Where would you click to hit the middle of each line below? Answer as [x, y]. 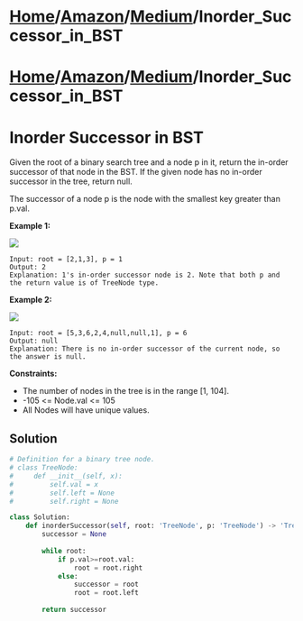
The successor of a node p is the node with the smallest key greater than [145, 199]
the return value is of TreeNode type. [84, 283]
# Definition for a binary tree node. [82, 460]
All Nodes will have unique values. [86, 410]
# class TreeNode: [44, 468]
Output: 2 [28, 268]
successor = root [106, 584]
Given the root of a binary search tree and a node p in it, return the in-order [149, 162]
